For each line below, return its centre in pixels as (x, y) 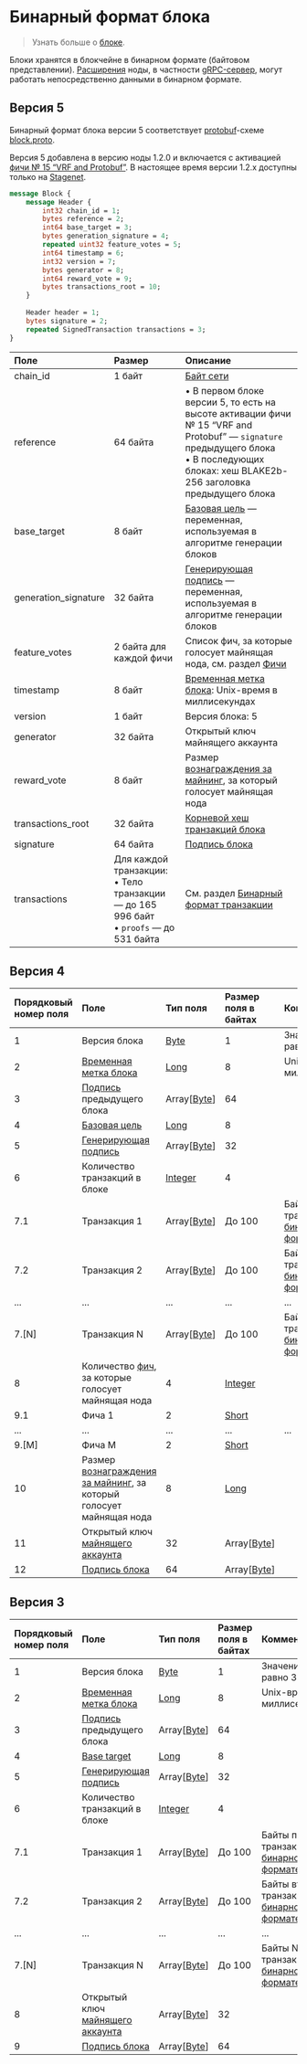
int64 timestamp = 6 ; (84, 253)
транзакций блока (225, 829)
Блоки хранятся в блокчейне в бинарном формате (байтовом (129, 59)
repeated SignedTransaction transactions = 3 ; (116, 329)
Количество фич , (119, 1366)
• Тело (128, 882)
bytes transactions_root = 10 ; (102, 287)
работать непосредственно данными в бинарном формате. (126, 79)
